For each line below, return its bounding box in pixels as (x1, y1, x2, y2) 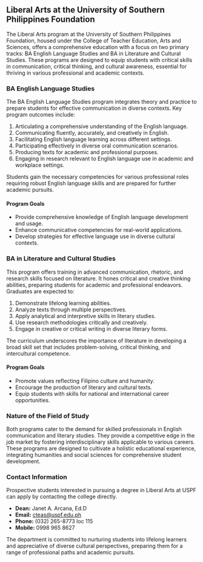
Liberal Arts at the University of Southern (6, 5, 165, 15)
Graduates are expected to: (6, 288, 75, 295)
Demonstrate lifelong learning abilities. (15, 299, 111, 306)
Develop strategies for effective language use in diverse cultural (15, 233, 175, 240)
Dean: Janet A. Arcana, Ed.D (15, 505, 87, 512)
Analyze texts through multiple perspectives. (15, 306, 127, 313)
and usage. (15, 220, 44, 227)
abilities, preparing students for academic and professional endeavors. (6, 281, 183, 288)
